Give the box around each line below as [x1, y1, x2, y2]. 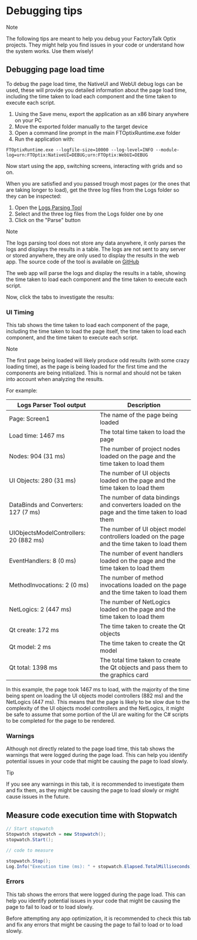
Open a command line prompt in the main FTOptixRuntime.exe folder [14, 129, 181, 136]
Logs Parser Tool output [17, 401, 86, 409]
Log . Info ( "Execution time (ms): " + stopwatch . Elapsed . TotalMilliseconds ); [6, 863, 195, 869]
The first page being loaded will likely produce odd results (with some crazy [6, 357, 189, 364]
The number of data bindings [99, 494, 180, 502]
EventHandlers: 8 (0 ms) [9, 557, 77, 565]
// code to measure [6, 847, 54, 853]
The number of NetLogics [99, 598, 171, 606]
